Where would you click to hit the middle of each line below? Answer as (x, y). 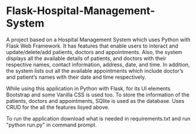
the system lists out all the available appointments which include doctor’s (95, 71)
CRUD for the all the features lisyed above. (58, 107)
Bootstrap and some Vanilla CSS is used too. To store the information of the (98, 95)
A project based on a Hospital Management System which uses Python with (98, 39)
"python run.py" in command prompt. (52, 125)
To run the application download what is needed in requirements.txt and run (98, 118)
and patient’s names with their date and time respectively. (76, 77)
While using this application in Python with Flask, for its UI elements (88, 88)
